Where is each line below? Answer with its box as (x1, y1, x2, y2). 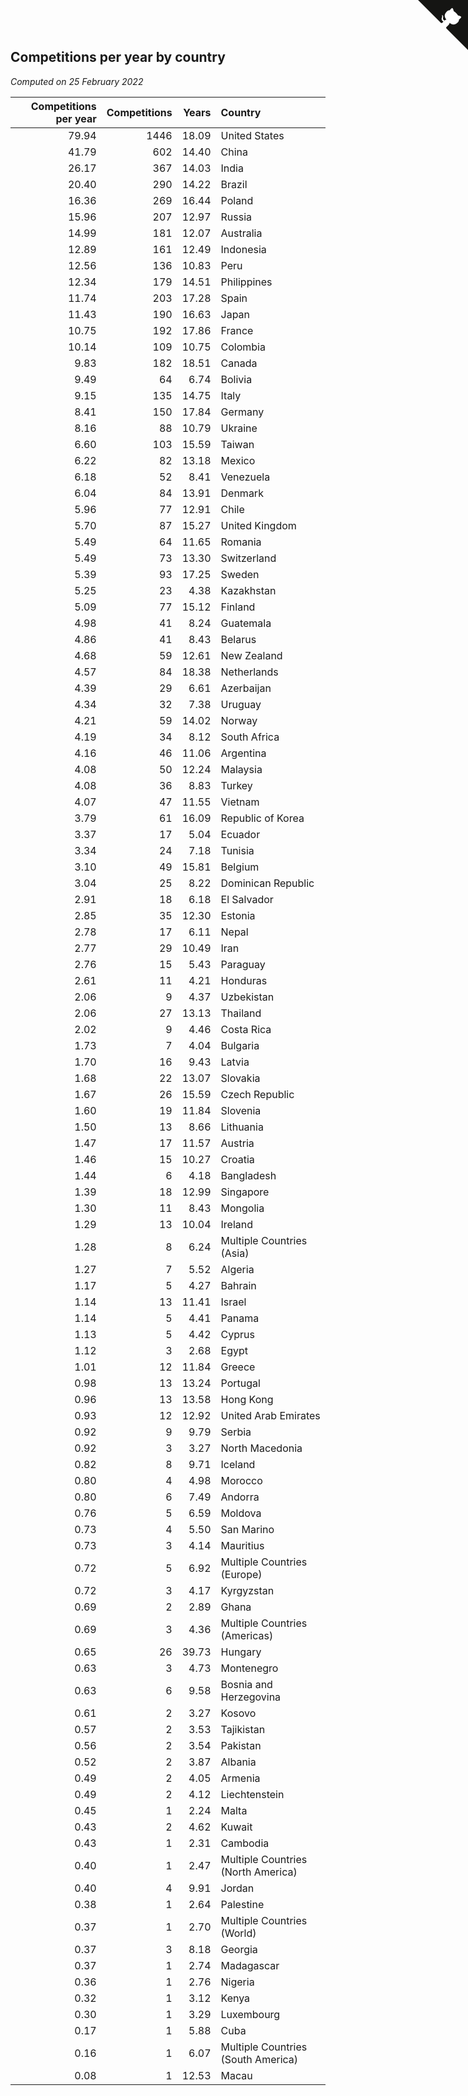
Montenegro (220, 1661, 279, 1675)
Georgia (220, 1942, 258, 1956)
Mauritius (220, 1538, 265, 1552)
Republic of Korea (220, 811, 305, 825)
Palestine (220, 1897, 265, 1911)
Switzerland (220, 551, 277, 565)
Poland (220, 193, 254, 207)
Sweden (220, 567, 260, 581)
